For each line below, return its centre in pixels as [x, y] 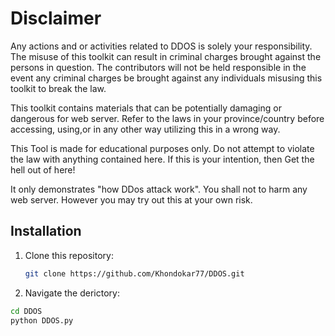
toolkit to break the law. [58, 88]
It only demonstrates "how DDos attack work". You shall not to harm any [159, 189]
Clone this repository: [69, 255]
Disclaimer [56, 18]
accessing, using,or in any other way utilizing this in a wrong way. [145, 129]
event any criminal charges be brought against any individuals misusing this [166, 78]
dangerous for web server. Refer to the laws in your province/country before [167, 118]
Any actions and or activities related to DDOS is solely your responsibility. [161, 46]
